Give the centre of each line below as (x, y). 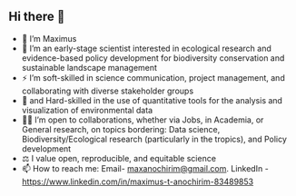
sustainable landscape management (89, 67)
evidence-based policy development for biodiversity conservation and (153, 58)
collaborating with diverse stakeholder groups (108, 91)
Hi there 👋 (37, 17)
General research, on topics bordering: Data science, (121, 129)
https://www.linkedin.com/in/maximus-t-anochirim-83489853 (138, 181)
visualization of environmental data (87, 110)
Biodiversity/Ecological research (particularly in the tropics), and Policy (154, 139)
